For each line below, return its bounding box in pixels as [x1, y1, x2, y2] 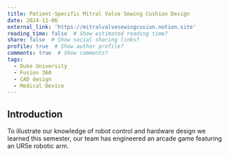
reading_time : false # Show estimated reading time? [7, 30, 169, 37]
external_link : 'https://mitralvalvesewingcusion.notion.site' [7, 23, 197, 30]
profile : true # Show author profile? [7, 43, 124, 50]
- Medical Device [13, 82, 65, 89]
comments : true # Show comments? [7, 50, 109, 57]
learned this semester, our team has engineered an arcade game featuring [7, 134, 223, 143]
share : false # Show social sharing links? [7, 37, 140, 44]
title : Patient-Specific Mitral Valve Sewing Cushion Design [7, 10, 190, 18]
